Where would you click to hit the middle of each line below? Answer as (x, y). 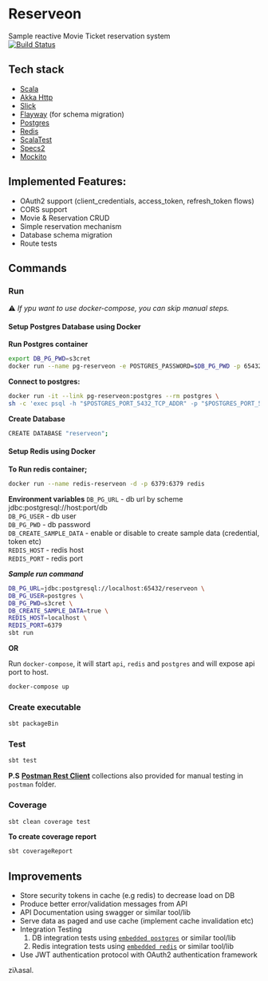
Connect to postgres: (44, 382)
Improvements (45, 876)
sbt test (23, 761)
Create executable (45, 707)
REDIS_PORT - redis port (46, 558)
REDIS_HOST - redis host (46, 550)
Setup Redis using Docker (52, 451)
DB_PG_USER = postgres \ (46, 596)
